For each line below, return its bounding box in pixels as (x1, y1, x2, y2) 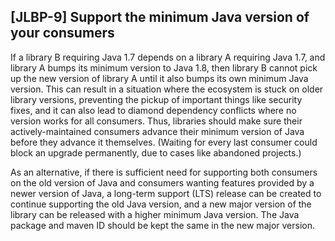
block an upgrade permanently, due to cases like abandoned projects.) (10, 146, 302, 159)
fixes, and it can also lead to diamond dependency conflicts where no (10, 104, 297, 116)
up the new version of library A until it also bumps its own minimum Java (10, 72, 309, 84)
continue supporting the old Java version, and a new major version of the (10, 198, 312, 210)
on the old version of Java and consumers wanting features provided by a (10, 176, 315, 189)
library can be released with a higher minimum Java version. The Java (10, 208, 300, 220)
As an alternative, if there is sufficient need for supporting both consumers (10, 166, 318, 178)
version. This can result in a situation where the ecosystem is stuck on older (10, 83, 324, 95)
